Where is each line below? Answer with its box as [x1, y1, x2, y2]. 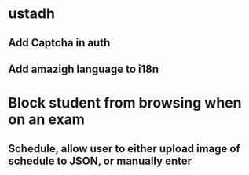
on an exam [8, 111, 85, 129]
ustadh [8, 5, 55, 23]
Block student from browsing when [8, 94, 242, 112]
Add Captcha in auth [8, 36, 111, 49]
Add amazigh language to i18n [8, 62, 159, 75]
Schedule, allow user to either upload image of [8, 142, 241, 155]
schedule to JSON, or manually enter [8, 154, 192, 167]
